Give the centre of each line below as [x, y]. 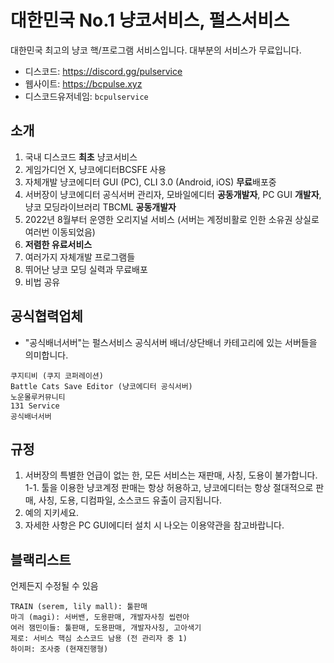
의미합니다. [46, 355]
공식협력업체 [46, 316]
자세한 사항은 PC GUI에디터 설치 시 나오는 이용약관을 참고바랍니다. [154, 525]
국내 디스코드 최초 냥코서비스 [81, 157]
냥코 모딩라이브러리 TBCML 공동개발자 [100, 207]
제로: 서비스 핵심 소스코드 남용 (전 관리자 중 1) [99, 639]
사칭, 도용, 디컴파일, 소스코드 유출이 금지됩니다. [130, 500]
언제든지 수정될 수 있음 [54, 586]
